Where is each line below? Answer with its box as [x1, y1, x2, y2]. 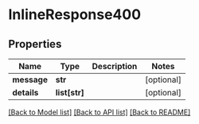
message [12, 74, 48, 85]
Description [92, 61, 138, 72]
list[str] [55, 87, 85, 98]
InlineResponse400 [8, 6, 142, 24]
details [12, 87, 39, 98]
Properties [8, 37, 62, 51]
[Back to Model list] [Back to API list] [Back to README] [8, 107, 191, 117]
